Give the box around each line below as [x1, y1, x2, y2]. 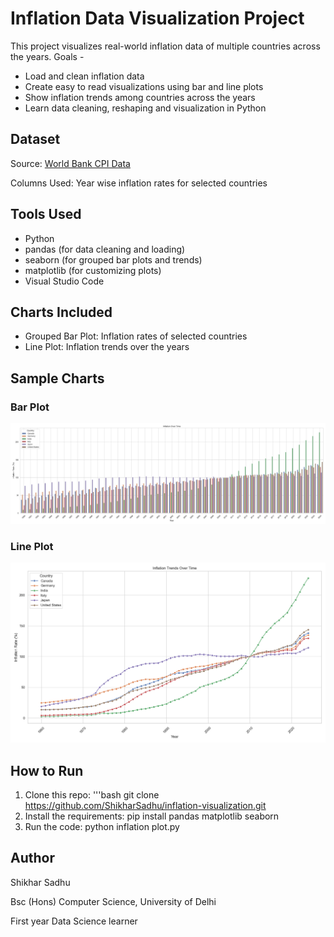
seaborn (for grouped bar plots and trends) [24, 253, 203, 266]
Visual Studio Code [24, 275, 105, 287]
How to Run [10, 762, 84, 779]
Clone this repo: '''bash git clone [24, 789, 160, 801]
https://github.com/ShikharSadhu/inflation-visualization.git [24, 800, 267, 812]
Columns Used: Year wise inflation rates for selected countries [10, 177, 268, 189]
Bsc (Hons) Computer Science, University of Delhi [10, 895, 217, 907]
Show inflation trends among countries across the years [24, 91, 256, 103]
